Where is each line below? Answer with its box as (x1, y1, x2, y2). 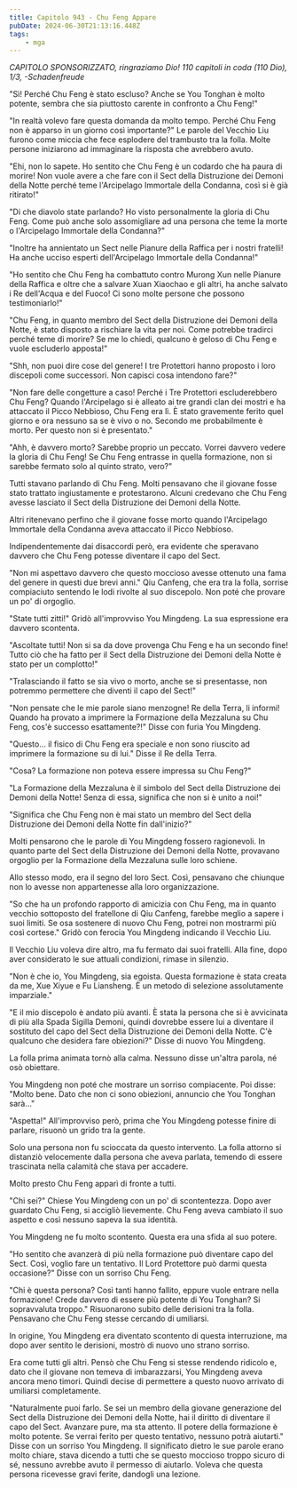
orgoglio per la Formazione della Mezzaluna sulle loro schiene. (9, 855, 238, 866)
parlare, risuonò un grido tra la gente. (9, 1125, 146, 1136)
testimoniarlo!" (9, 298, 63, 308)
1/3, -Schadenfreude (9, 72, 85, 83)
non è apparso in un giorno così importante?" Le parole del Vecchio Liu (9, 125, 270, 136)
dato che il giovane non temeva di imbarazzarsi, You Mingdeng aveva (9, 1366, 263, 1378)
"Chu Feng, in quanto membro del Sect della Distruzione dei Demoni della (9, 315, 277, 325)
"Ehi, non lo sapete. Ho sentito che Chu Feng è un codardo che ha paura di (9, 161, 283, 172)
